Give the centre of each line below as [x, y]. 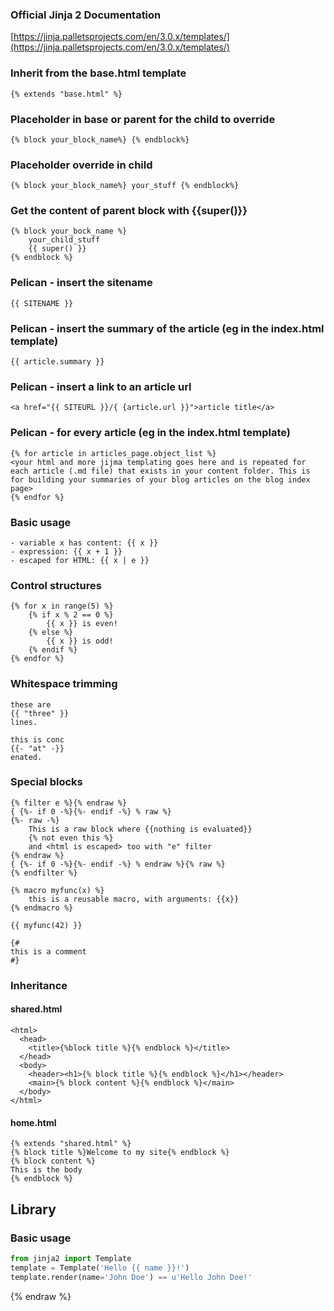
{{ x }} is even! [82, 624]
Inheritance [39, 985]
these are [31, 704]
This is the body [46, 1170]
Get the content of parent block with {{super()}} [129, 211]
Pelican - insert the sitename [81, 283]
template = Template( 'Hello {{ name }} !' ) [100, 1268]
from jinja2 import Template [71, 1258]
